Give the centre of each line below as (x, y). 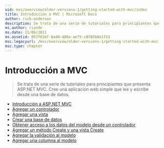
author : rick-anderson (28, 19)
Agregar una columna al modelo (44, 140)
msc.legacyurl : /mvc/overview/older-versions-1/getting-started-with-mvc (82, 42)
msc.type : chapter (24, 46)
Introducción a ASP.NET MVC (42, 104)
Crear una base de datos (37, 119)
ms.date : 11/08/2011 (26, 32)
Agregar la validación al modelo (44, 135)
